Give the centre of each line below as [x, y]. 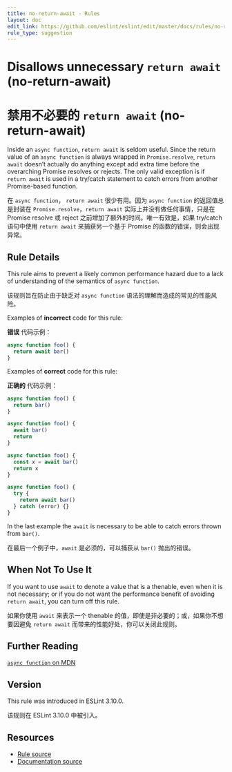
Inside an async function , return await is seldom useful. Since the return [112, 150]
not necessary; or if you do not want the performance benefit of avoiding [111, 594]
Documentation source [50, 762]
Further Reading [43, 646]
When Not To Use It [49, 570]
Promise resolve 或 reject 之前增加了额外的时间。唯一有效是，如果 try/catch [115, 218]
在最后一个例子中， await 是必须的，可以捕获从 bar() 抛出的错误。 [101, 548]
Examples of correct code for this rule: [62, 371]
